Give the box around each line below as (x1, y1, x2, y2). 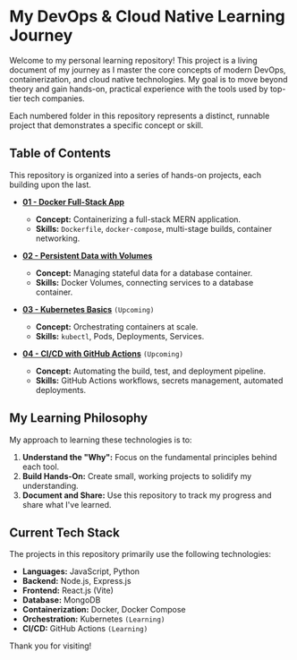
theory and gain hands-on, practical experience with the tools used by (9, 83, 268, 94)
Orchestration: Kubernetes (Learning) (21, 613, 165, 624)
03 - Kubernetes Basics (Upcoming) (21, 304, 155, 314)
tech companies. (23, 92, 85, 104)
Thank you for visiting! (9, 640, 92, 651)
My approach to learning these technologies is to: (9, 434, 192, 445)
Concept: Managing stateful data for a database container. (35, 267, 253, 279)
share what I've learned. (21, 499, 112, 510)
